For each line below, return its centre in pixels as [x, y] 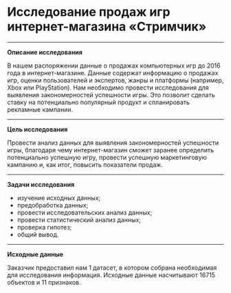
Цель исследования [37, 129]
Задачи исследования [41, 184]
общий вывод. [38, 234]
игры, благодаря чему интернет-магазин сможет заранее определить [111, 150]
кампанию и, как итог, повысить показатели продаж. [85, 164]
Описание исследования [45, 52]
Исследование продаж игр [89, 12]
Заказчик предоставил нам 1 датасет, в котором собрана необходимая [112, 267]
